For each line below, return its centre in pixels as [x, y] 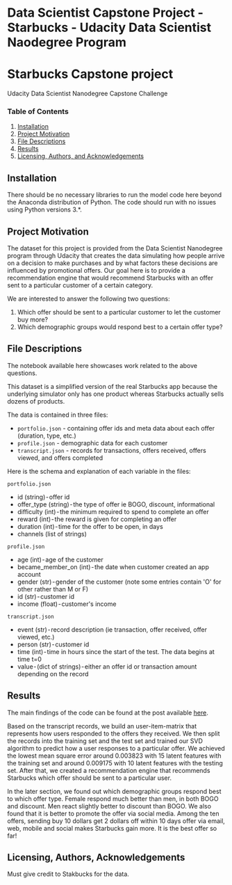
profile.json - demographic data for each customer [92, 442]
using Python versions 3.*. [44, 209]
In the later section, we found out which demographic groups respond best [114, 791]
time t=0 [29, 659]
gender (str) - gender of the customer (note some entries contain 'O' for [119, 582]
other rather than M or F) [53, 589]
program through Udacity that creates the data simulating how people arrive [116, 256]
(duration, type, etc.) [47, 436]
